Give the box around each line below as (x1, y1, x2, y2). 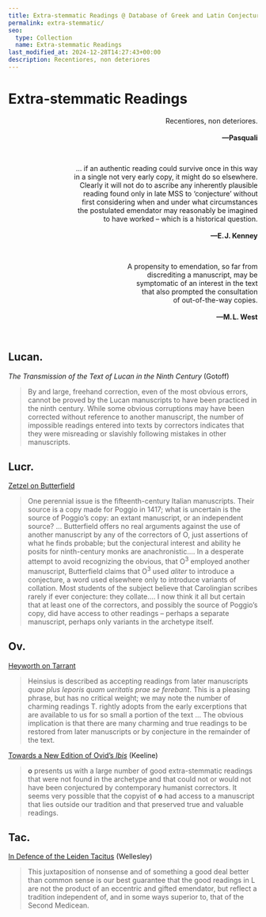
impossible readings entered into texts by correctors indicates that (27, 420, 245, 430)
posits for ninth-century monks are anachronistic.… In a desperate (27, 547, 244, 557)
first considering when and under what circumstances (82, 197, 258, 207)
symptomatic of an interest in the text (135, 278, 258, 287)
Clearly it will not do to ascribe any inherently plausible (79, 180, 258, 190)
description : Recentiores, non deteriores (8, 56, 150, 64)
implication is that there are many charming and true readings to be (27, 718, 248, 728)
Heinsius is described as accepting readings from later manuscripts (27, 676, 249, 686)
